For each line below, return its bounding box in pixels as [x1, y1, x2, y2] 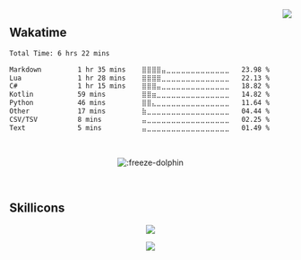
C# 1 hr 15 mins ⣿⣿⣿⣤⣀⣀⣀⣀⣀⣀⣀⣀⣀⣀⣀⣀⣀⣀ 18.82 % [9, 82, 271, 91]
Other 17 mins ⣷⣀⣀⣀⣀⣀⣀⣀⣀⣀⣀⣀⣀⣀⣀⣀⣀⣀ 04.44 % [9, 107, 271, 116]
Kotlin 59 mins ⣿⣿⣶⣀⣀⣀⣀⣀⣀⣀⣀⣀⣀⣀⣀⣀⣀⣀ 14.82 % [9, 90, 271, 100]
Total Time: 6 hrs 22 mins [9, 48, 110, 57]
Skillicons [9, 201, 65, 216]
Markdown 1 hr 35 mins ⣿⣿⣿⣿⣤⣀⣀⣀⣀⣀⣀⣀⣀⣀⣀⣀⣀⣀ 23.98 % [9, 65, 271, 74]
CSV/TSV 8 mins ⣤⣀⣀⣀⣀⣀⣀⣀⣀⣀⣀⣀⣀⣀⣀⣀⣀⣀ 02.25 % [9, 115, 271, 124]
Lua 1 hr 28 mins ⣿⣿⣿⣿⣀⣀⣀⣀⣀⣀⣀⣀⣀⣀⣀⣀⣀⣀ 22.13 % [9, 74, 271, 82]
